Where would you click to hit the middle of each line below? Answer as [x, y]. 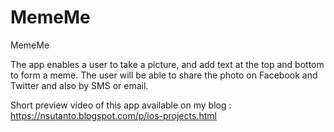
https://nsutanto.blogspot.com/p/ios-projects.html [113, 115]
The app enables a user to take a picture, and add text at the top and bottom [167, 64]
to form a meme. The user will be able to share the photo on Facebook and [164, 75]
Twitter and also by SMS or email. [79, 85]
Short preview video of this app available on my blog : [121, 105]
